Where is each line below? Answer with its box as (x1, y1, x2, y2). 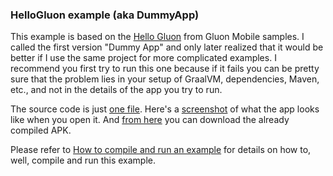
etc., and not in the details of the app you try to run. (10, 84, 223, 96)
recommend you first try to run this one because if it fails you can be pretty (10, 63, 320, 75)
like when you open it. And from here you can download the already (10, 114, 290, 126)
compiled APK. (10, 124, 72, 137)
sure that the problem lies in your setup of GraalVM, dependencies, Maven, (10, 73, 320, 85)
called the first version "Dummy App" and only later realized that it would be (10, 41, 324, 53)
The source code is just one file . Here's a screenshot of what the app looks (10, 103, 320, 115)
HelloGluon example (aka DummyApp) (10, 8, 200, 22)
